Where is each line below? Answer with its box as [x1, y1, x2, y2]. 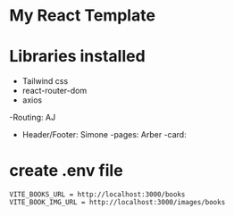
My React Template [9, 5, 156, 26]
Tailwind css [21, 76, 69, 87]
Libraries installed [9, 46, 146, 67]
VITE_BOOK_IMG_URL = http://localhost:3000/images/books [9, 198, 226, 207]
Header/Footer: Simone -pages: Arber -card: [21, 129, 187, 140]
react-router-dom [21, 86, 88, 96]
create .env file [9, 161, 123, 181]
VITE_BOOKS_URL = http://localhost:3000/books [9, 190, 186, 199]
